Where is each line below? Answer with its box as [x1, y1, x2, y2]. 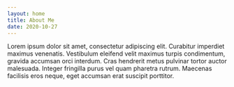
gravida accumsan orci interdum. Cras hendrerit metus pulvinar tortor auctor [7, 57, 227, 65]
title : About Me [7, 17, 54, 24]
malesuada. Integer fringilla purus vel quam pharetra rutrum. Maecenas [7, 64, 212, 73]
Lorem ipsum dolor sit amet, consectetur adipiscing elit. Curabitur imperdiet [7, 42, 225, 51]
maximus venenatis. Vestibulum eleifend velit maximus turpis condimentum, [7, 49, 226, 58]
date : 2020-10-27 [7, 23, 58, 30]
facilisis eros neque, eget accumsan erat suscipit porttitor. [7, 72, 175, 80]
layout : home [7, 10, 45, 17]
